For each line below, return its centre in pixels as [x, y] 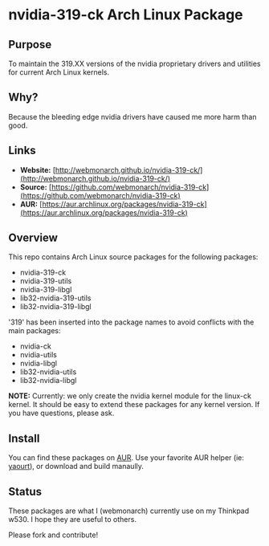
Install [24, 438]
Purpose [30, 45]
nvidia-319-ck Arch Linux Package [126, 15]
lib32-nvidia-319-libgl [55, 307]
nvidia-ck [36, 346]
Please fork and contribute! [53, 535]
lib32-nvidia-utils [48, 372]
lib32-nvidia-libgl [48, 381]
